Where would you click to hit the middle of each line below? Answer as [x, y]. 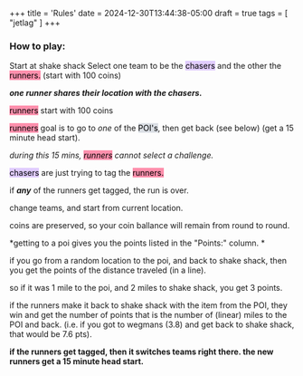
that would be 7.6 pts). [51, 334]
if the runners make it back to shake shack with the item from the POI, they [148, 305]
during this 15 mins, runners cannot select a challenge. [112, 155]
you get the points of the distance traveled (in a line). [108, 270]
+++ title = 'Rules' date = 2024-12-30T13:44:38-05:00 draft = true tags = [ [149, 13]
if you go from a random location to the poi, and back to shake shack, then [148, 261]
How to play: [38, 46]
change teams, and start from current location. [96, 208]
